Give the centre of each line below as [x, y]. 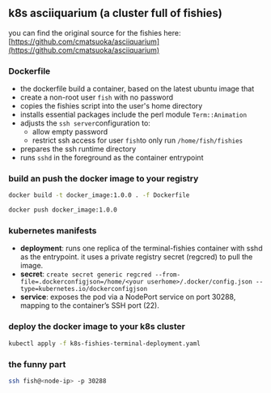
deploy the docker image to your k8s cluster [97, 327]
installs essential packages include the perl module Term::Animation [133, 115]
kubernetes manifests [53, 231]
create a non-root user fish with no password [97, 97]
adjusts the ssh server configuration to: [85, 123]
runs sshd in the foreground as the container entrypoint [112, 158]
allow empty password [70, 132]
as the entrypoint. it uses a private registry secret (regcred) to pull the [136, 257]
